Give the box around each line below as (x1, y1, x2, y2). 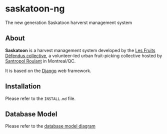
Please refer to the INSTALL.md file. (5, 95, 76, 101)
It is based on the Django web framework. (5, 67, 91, 73)
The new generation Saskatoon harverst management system (5, 19, 132, 25)
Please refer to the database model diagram (5, 123, 96, 129)
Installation (5, 82, 41, 90)
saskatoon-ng (5, 3, 65, 14)
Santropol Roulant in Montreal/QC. (5, 58, 76, 64)
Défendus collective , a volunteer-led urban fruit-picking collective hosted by (5, 52, 162, 58)
